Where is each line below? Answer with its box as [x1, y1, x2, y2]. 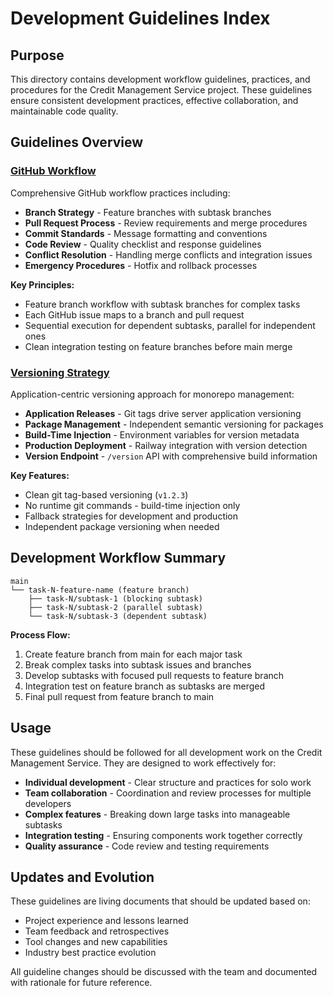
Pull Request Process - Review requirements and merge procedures [24, 217, 308, 229]
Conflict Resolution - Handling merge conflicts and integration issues [24, 248, 313, 261]
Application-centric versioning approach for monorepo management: [10, 388, 295, 400]
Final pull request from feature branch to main [24, 690, 215, 702]
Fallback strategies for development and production [24, 510, 239, 522]
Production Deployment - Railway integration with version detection [24, 439, 308, 451]
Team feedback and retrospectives [24, 925, 170, 937]
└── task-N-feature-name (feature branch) [10, 585, 190, 595]
